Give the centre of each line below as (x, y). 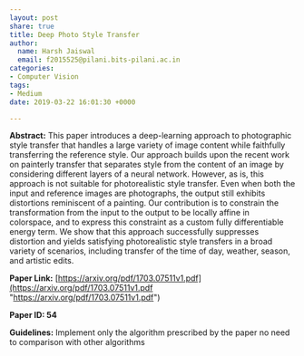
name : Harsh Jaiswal (56, 52)
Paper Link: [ (34, 278)
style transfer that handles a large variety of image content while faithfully (147, 145)
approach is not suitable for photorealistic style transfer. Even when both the (152, 184)
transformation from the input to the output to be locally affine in (129, 213)
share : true (32, 26)
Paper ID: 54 (33, 315)
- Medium (26, 93)
